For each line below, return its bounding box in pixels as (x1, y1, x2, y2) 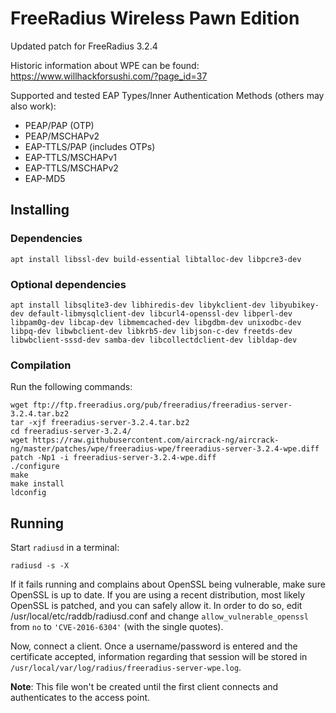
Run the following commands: (10, 381, 133, 393)
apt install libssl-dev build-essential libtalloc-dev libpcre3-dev (10, 254, 302, 264)
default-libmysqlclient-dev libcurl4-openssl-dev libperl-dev (28, 308, 293, 319)
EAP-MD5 (24, 172, 66, 184)
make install (10, 479, 65, 489)
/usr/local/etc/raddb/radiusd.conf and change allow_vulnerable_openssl (10, 610, 310, 622)
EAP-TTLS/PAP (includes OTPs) (24, 140, 156, 152)
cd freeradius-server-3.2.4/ (10, 427, 132, 437)
